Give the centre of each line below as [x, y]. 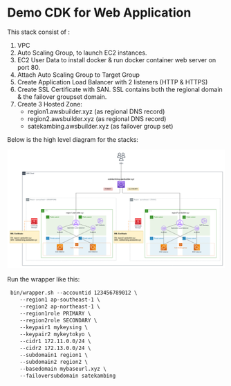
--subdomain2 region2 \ [54, 362]
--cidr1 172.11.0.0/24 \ [55, 341]
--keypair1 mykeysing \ [54, 328]
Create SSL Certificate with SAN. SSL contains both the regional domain [120, 89]
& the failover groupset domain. [62, 96]
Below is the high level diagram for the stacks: [73, 139]
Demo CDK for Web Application [99, 13]
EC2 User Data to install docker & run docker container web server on [117, 59]
